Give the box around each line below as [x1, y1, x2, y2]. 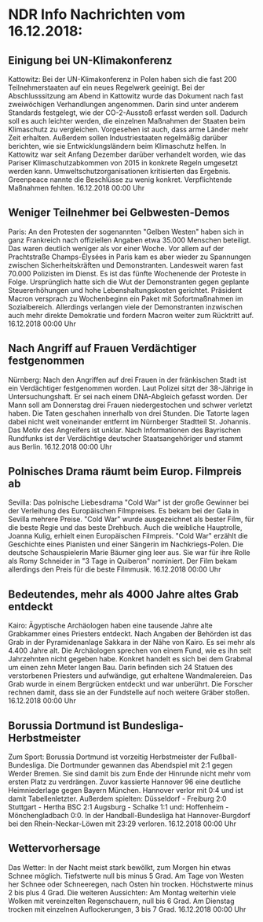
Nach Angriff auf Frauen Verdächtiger [8, 342, 197, 355]
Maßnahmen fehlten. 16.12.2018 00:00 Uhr [8, 183, 145, 192]
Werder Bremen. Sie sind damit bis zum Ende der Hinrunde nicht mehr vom [8, 769, 251, 779]
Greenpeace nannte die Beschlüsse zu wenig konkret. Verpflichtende [8, 175, 232, 184]
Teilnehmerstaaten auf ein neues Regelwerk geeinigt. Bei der [8, 83, 206, 92]
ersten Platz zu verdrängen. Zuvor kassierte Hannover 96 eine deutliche [8, 777, 241, 787]
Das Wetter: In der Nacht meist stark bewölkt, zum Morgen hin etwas [8, 862, 232, 872]
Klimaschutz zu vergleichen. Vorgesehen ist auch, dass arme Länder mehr [8, 124, 249, 134]
